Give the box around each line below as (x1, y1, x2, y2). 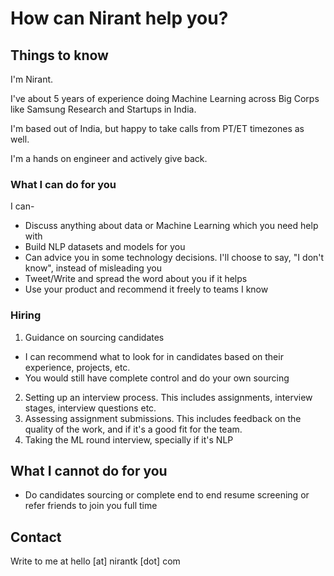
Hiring (10, 308, 42, 322)
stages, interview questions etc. (24, 402, 157, 414)
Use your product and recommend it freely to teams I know (24, 283, 269, 296)
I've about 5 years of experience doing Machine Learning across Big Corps (10, 93, 320, 104)
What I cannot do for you (10, 462, 168, 479)
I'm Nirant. (10, 73, 54, 85)
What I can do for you (10, 177, 117, 191)
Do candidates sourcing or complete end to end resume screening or (24, 489, 310, 501)
